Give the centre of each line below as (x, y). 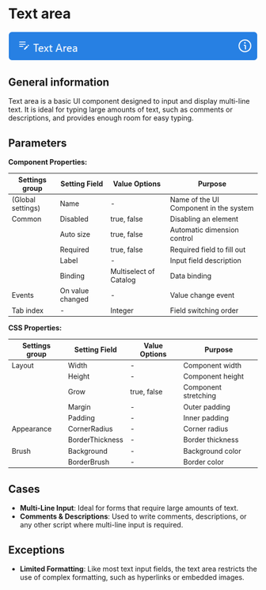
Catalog (123, 280)
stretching (199, 396)
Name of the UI (194, 200)
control (182, 238)
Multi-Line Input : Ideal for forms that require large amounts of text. (129, 508)
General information (59, 82)
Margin (79, 407)
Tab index (27, 310)
